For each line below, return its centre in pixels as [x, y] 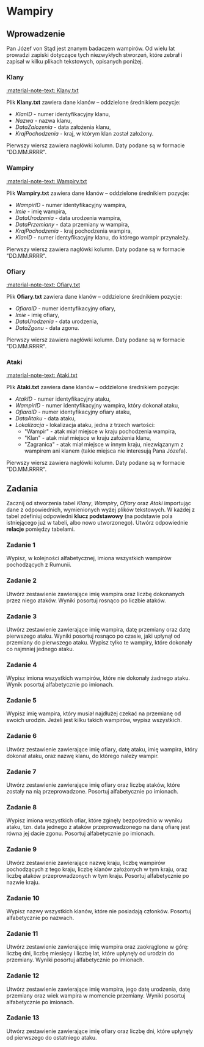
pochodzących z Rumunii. [39, 565]
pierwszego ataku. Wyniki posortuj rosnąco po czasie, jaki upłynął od [93, 636]
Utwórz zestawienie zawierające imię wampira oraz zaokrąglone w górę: [98, 947]
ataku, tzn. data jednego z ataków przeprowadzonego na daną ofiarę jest [98, 827]
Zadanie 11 [22, 933]
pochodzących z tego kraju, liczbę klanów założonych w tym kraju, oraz [97, 869]
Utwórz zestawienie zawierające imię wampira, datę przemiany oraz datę [98, 629]
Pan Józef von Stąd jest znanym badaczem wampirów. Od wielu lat [91, 48]
